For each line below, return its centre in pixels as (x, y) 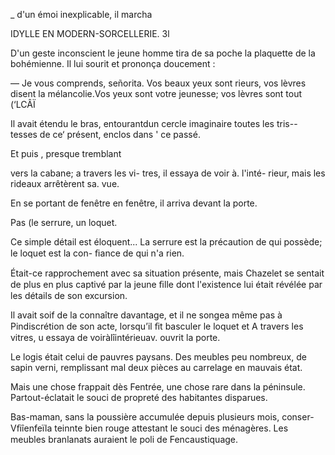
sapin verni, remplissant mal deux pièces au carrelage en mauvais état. (156, 367)
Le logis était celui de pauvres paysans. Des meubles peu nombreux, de (158, 357)
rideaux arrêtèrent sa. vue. (65, 183)
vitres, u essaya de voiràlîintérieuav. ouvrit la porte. (115, 337)
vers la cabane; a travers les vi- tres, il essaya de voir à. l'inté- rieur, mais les (168, 173)
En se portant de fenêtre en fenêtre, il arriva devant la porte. (134, 203)
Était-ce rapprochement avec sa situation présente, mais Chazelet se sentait (167, 273)
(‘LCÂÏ (23, 104)
